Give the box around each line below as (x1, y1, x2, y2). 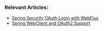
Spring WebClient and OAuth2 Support (11, 20, 91, 26)
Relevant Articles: (4, 4, 49, 11)
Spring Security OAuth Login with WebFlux (11, 15, 99, 21)
